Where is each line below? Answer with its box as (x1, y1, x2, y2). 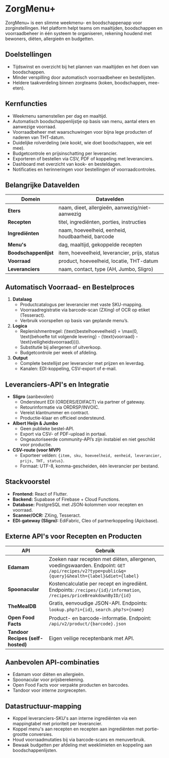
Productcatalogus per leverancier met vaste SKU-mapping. (20, 302, 143, 308)
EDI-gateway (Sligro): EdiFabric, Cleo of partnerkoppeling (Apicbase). (12, 517, 159, 523)
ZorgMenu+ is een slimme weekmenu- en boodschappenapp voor (5, 20, 142, 26)
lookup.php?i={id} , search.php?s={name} (48, 606, 144, 613)
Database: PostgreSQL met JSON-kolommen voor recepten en (12, 501, 143, 508)
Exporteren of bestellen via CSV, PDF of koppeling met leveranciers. (12, 155, 154, 161)
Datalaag (12, 296, 32, 302)
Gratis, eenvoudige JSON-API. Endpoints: (48, 599, 147, 606)
